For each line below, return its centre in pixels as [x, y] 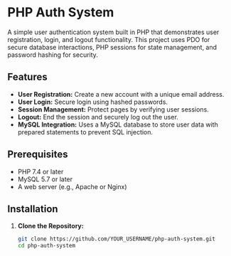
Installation [33, 209]
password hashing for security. [53, 55]
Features [27, 77]
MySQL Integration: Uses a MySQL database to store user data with [118, 124]
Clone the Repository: [50, 226]
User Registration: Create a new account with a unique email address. [121, 94]
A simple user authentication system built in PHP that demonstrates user [113, 32]
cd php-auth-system [47, 246]
